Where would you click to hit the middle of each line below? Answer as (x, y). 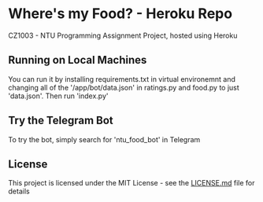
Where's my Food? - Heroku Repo (120, 14)
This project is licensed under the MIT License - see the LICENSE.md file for (131, 183)
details (19, 191)
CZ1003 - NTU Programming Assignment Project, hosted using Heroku (123, 35)
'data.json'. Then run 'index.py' (58, 96)
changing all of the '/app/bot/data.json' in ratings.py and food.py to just (124, 87)
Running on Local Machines (78, 60)
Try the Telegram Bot (61, 121)
